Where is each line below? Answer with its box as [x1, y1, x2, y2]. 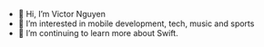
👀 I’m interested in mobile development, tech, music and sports [17, 18, 255, 29]
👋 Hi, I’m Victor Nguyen [17, 9, 107, 19]
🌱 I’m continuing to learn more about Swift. [17, 28, 179, 38]
